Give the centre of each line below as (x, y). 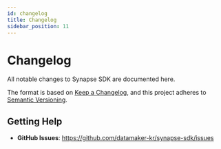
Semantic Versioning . (37, 100)
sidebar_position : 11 (38, 26)
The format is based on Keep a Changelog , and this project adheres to (107, 93)
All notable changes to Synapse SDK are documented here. (91, 79)
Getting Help (35, 121)
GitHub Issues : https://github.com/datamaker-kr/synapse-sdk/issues (115, 138)
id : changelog (28, 13)
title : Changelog (32, 20)
